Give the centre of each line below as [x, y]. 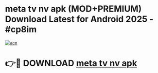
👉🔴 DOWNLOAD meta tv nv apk [71, 63]
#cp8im [21, 29]
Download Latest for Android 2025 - [79, 19]
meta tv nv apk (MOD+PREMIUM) [73, 9]
